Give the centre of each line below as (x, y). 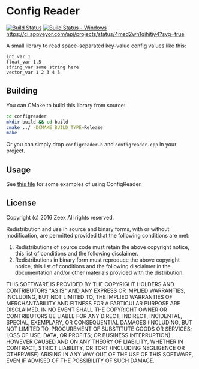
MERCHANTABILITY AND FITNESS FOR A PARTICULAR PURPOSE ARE (94, 303)
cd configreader (26, 116)
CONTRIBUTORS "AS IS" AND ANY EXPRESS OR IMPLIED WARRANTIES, (96, 290)
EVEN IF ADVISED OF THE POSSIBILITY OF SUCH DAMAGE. (80, 361)
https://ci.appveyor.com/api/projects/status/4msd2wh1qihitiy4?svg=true (95, 34)
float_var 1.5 (24, 62)
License (21, 203)
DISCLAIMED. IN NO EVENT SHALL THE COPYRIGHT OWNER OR (87, 310)
